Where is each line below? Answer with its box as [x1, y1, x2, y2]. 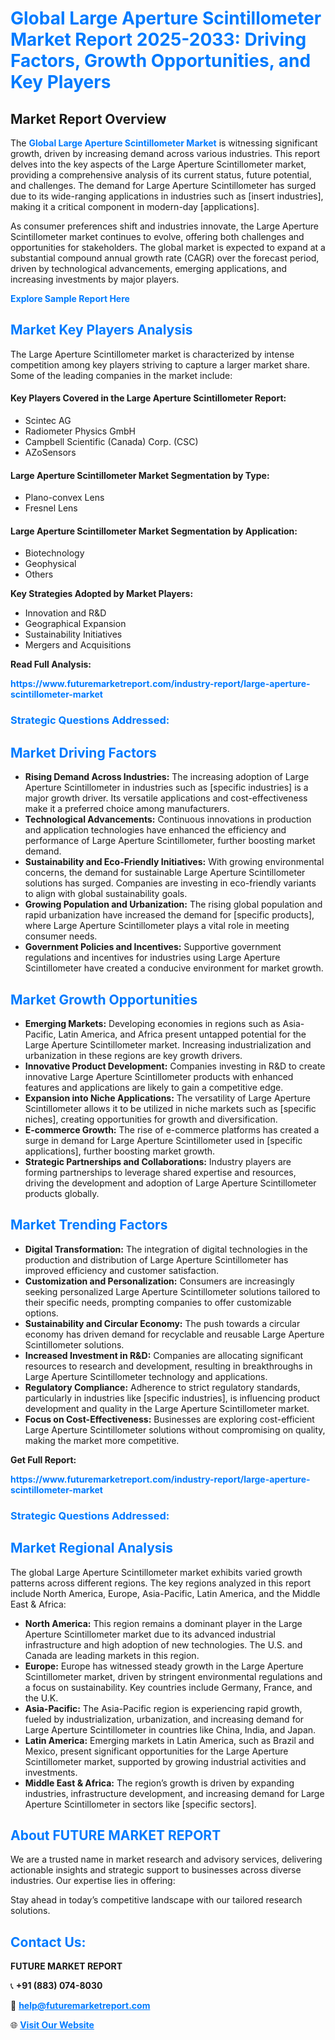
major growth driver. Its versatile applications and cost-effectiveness [24, 792, 308, 804]
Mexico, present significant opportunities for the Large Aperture [24, 1745, 289, 1757]
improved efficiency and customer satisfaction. [24, 1264, 220, 1276]
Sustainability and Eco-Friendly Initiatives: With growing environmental [24, 856, 325, 868]
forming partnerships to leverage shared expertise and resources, [24, 1166, 297, 1178]
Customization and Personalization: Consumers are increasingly [24, 1275, 295, 1287]
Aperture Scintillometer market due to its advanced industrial [24, 1628, 276, 1640]
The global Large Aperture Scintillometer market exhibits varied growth [10, 1566, 303, 1578]
